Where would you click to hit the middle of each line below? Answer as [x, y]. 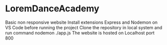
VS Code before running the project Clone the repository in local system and [84, 27]
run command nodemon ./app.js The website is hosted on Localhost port [80, 33]
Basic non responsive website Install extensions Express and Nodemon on [82, 22]
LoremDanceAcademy [52, 9]
